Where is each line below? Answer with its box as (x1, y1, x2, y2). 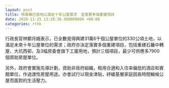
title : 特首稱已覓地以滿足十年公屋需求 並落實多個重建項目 (5, 12, 115, 17)
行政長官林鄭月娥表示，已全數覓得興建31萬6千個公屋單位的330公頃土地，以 (5, 35, 162, 41)
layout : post (5, 7, 33, 12)
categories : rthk (5, 21, 42, 26)
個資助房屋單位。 (5, 54, 41, 60)
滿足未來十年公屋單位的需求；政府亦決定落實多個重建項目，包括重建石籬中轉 (5, 42, 164, 48)
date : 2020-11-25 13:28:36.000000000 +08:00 (5, 16, 100, 21)
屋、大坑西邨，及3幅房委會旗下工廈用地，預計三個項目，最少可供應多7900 (5, 48, 160, 54)
